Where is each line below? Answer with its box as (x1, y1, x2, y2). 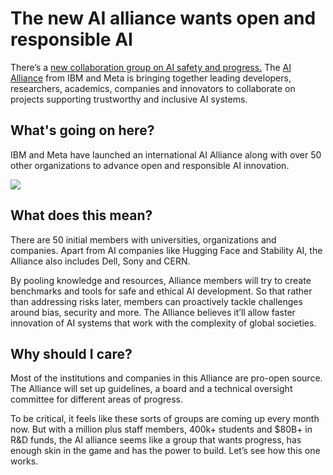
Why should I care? (10, 345, 133, 362)
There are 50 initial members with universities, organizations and (10, 233, 277, 246)
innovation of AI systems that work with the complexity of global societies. (10, 317, 317, 329)
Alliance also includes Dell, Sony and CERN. (10, 255, 191, 267)
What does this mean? (10, 207, 153, 224)
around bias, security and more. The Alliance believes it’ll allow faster (10, 306, 296, 318)
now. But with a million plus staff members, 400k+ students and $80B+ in (10, 423, 313, 436)
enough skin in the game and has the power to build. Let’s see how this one (10, 445, 321, 457)
